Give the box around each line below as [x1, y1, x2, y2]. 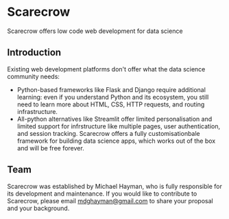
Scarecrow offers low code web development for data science [7, 27, 183, 35]
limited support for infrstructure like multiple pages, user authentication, [16, 122, 221, 130]
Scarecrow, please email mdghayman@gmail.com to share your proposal [7, 196, 214, 205]
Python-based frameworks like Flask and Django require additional [16, 85, 206, 93]
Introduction [7, 47, 62, 58]
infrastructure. [16, 107, 58, 115]
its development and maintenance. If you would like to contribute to [7, 189, 197, 198]
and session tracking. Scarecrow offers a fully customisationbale [16, 129, 200, 137]
